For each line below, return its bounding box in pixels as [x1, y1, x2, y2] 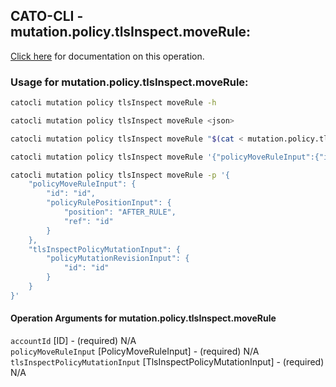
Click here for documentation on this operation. [10, 50, 205, 62]
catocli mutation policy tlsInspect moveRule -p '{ [10, 170, 230, 180]
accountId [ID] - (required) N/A [10, 335, 137, 347]
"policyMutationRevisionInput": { [46, 254, 190, 264]
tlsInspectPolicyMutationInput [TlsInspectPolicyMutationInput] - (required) [10, 356, 325, 368]
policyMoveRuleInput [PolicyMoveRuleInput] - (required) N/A [10, 345, 260, 358]
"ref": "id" [63, 216, 114, 226]
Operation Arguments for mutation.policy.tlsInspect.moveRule [10, 312, 277, 324]
